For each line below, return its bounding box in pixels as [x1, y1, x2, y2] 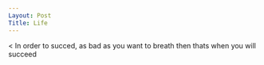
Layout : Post [8, 11, 52, 20]
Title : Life [8, 19, 48, 27]
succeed [8, 49, 37, 59]
